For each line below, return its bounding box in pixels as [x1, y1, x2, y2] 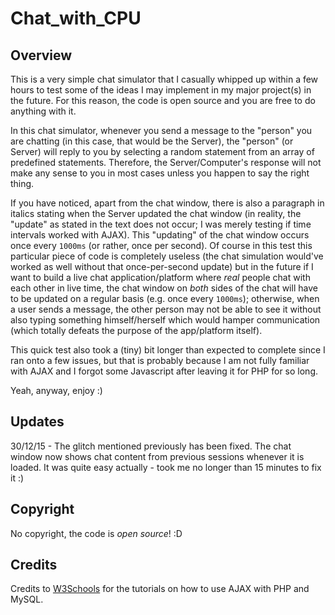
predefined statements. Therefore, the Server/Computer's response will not [10, 157, 322, 168]
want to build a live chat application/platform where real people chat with [10, 272, 311, 283]
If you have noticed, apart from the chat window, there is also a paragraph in [10, 197, 325, 209]
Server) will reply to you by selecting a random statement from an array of [10, 146, 315, 157]
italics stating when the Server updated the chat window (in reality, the [10, 208, 302, 219]
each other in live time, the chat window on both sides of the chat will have [10, 282, 318, 294]
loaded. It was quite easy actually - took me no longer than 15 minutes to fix [10, 461, 322, 473]
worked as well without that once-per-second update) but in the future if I [10, 261, 314, 272]
